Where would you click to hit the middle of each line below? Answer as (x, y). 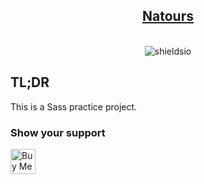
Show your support (58, 132)
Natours (168, 16)
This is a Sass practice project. (74, 106)
